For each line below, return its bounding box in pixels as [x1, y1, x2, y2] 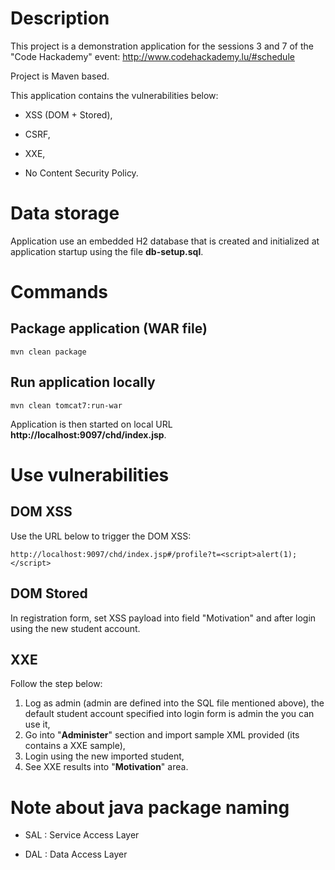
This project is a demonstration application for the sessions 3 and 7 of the [10, 40, 314, 52]
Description [10, 7, 110, 30]
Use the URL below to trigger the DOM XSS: [10, 530, 192, 542]
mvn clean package [10, 347, 87, 357]
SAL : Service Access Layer [24, 829, 140, 841]
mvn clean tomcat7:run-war [10, 400, 123, 411]
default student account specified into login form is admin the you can [24, 708, 315, 720]
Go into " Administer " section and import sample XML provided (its [24, 729, 300, 741]
